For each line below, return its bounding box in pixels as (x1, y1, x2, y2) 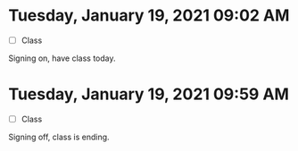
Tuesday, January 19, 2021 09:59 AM (8, 84, 289, 105)
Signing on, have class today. (8, 53, 117, 63)
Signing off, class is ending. (8, 131, 110, 142)
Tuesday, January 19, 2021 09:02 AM (8, 5, 290, 26)
